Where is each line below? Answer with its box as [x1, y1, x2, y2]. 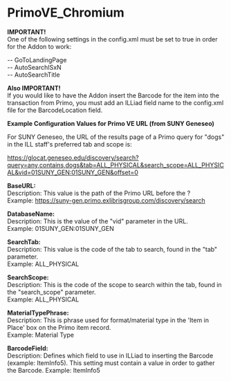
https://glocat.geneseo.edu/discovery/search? [7, 154, 140, 162]
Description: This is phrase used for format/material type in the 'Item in [7, 316, 210, 324]
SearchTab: [7, 237, 41, 246]
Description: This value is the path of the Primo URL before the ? [7, 189, 191, 197]
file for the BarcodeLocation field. [7, 106, 103, 114]
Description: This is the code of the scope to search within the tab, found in [7, 280, 223, 288]
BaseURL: [7, 181, 36, 189]
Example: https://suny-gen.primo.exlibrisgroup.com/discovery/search [7, 196, 205, 205]
